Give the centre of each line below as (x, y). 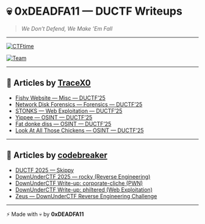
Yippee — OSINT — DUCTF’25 (54, 117)
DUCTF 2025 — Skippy (45, 170)
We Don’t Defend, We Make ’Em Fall (67, 28)
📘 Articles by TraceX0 (49, 83)
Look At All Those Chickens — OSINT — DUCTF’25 (80, 130)
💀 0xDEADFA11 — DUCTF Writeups (95, 11)
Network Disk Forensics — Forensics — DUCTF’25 (79, 104)
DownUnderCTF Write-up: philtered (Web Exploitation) (84, 189)
